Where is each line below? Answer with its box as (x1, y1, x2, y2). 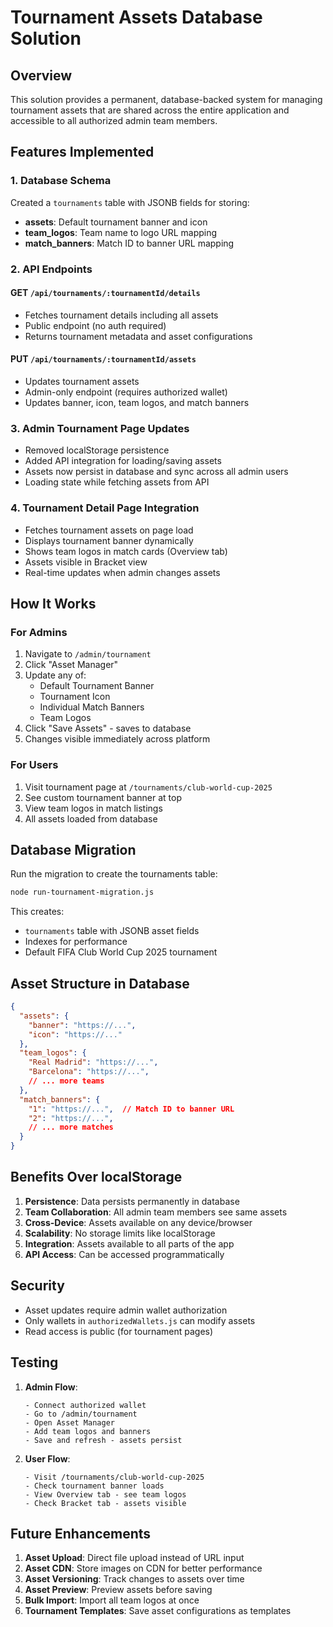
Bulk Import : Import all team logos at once (24, 1594, 200, 1606)
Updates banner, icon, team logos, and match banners (24, 397, 250, 409)
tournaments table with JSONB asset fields (24, 925, 200, 937)
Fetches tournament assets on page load (24, 524, 194, 536)
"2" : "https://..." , (28, 1113, 114, 1123)
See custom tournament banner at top (24, 791, 182, 803)
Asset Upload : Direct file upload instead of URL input (24, 1552, 245, 1564)
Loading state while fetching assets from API (24, 476, 210, 488)
